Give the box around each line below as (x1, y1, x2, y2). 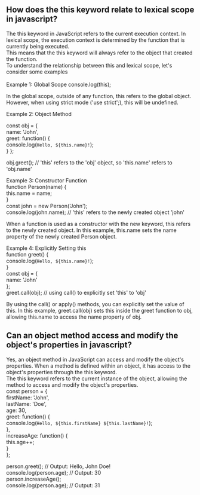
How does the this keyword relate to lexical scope (6, 5, 195, 15)
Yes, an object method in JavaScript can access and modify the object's (6, 356, 184, 363)
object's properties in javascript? (6, 340, 133, 350)
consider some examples (6, 68, 68, 75)
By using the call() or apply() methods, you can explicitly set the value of (6, 300, 184, 307)
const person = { (6, 387, 48, 395)
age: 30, (6, 407, 27, 414)
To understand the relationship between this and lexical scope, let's (6, 62, 173, 69)
